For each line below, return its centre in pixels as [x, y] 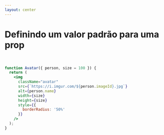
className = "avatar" [38, 82]
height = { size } [33, 100]
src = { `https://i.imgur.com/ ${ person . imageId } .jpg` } [73, 87]
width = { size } [31, 96]
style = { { [27, 105]
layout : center [20, 10]
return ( [18, 73]
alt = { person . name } [37, 91]
